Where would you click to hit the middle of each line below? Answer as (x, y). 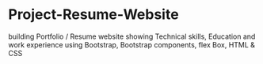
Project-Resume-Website (94, 15)
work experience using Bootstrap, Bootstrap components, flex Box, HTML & (132, 44)
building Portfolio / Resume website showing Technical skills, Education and (132, 36)
